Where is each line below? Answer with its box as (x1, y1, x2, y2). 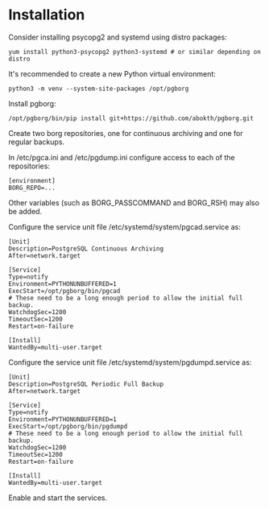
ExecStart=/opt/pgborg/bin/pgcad (8, 287, 121, 295)
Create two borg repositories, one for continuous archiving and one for (8, 128, 243, 138)
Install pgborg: (8, 98, 56, 108)
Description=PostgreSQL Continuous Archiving (8, 244, 163, 253)
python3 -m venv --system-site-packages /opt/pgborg (8, 85, 189, 93)
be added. (8, 206, 43, 216)
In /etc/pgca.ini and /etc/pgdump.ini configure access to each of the (8, 152, 235, 162)
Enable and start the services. (8, 493, 107, 503)
